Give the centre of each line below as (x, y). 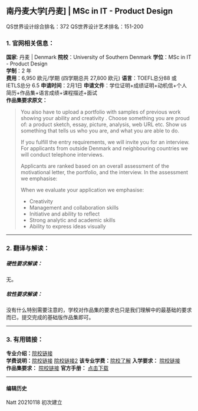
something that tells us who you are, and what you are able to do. (100, 131)
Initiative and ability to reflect (65, 214)
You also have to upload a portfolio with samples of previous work (100, 112)
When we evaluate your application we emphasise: (82, 190)
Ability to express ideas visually (67, 227)
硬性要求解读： (24, 263)
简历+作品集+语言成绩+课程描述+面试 (52, 93)
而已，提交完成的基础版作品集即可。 (50, 317)
